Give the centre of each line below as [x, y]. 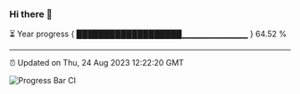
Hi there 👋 [31, 14]
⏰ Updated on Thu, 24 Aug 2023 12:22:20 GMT [97, 63]
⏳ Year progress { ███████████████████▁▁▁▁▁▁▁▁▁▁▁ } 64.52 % [148, 34]
